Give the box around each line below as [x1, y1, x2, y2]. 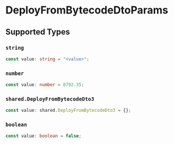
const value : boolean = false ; [5, 133, 82, 139]
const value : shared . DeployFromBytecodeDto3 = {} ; [5, 108, 131, 114]
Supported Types [5, 27, 71, 37]
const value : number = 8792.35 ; [5, 82, 84, 88]
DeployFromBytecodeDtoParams [5, 4, 169, 17]
